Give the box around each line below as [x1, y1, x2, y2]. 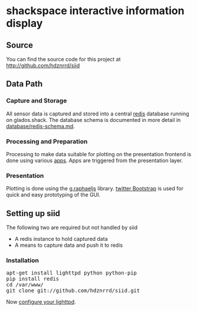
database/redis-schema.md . [6, 123, 75, 130]
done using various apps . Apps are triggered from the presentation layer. [6, 157, 183, 164]
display [6, 16, 43, 30]
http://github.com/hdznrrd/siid [6, 62, 80, 69]
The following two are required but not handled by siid [6, 224, 138, 231]
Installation [6, 256, 40, 264]
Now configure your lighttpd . [6, 299, 76, 306]
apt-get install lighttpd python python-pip [6, 270, 137, 276]
